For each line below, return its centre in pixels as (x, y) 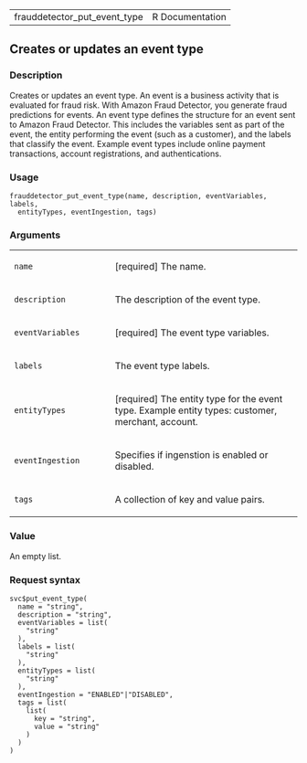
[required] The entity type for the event (199, 399)
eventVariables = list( (63, 622)
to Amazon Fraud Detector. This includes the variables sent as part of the (147, 124)
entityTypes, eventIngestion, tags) (87, 212)
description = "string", (65, 615)
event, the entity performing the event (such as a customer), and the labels (150, 134)
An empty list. (36, 556)
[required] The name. (160, 267)
